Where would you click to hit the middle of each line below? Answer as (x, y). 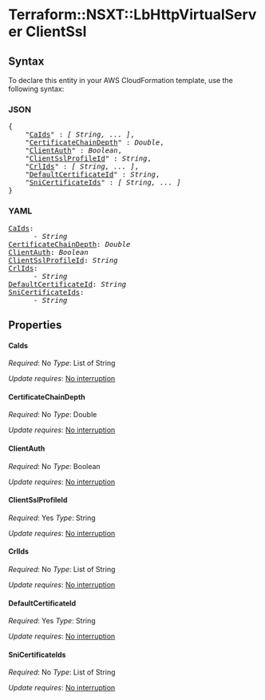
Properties (35, 325)
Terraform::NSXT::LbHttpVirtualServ (132, 15)
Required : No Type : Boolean (55, 466)
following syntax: (36, 89)
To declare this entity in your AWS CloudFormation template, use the (121, 80)
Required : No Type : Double (53, 415)
